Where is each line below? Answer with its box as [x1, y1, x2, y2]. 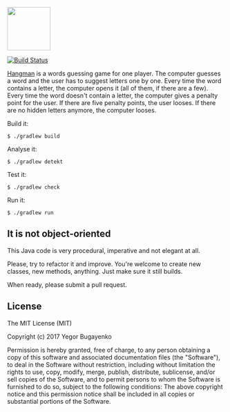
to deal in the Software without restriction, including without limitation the [7, 360, 215, 368]
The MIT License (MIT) [7, 319, 73, 327]
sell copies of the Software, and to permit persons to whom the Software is [7, 375, 221, 383]
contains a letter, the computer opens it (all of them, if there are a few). [7, 84, 209, 92]
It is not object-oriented [7, 228, 111, 240]
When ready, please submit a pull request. [7, 280, 128, 289]
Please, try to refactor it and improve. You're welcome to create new [7, 259, 202, 268]
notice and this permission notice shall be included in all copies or [7, 390, 195, 398]
